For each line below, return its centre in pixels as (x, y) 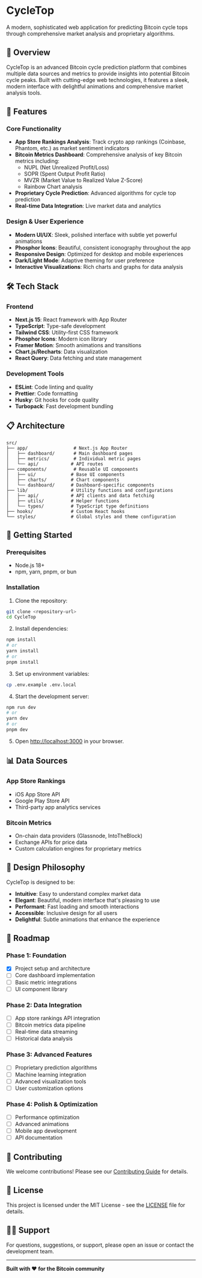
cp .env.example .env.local (41, 685)
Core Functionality (34, 129)
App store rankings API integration (57, 1018)
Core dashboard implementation (55, 975)
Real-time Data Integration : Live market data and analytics (88, 206)
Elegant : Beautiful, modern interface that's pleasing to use (87, 900)
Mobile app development (46, 1131)
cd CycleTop (21, 617)
